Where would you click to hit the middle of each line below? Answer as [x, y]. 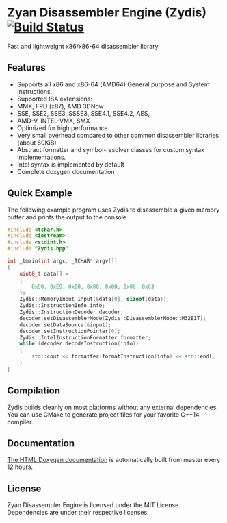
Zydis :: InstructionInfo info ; [63, 306]
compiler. [20, 422]
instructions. [35, 91]
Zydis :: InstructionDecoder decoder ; [72, 312]
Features [26, 68]
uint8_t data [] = [44, 273]
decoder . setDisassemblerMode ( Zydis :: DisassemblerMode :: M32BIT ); [113, 318]
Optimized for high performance [62, 127]
